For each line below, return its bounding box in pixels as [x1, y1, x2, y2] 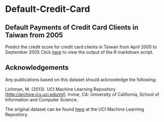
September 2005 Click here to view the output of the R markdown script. [5, 49, 154, 55]
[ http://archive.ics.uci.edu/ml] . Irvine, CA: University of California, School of [5, 91, 160, 97]
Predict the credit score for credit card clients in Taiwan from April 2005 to [5, 44, 157, 50]
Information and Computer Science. [5, 96, 78, 102]
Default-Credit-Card [5, 3, 90, 15]
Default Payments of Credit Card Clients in [5, 23, 139, 32]
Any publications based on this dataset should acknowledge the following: [5, 77, 157, 82]
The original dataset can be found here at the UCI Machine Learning [5, 106, 145, 112]
